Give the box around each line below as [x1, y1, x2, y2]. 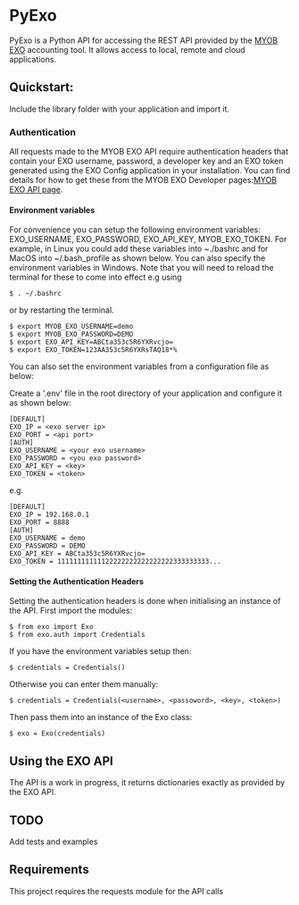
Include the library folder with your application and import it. [9, 104, 230, 114]
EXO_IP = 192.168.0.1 [9, 510, 90, 519]
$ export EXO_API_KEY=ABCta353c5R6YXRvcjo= [9, 338, 174, 347]
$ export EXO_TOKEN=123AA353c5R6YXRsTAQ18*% [9, 346, 178, 355]
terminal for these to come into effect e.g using [9, 272, 182, 282]
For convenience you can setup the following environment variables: [9, 224, 262, 235]
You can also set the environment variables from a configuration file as [9, 361, 270, 372]
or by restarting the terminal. [9, 305, 114, 315]
